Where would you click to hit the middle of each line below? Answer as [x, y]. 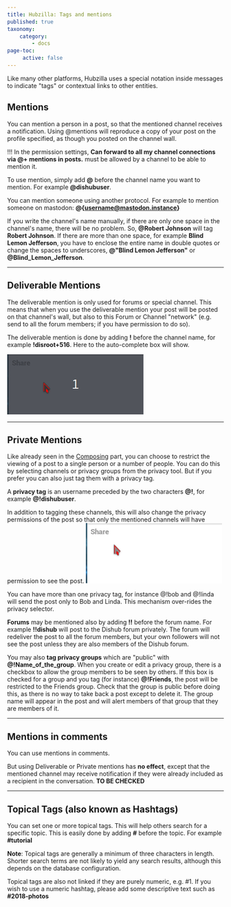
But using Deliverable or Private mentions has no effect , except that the [109, 767]
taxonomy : [21, 29]
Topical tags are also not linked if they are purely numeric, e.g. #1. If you [109, 881]
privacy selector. [31, 609]
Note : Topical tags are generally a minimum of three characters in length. [111, 853]
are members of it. [33, 708]
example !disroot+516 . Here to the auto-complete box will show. [98, 344]
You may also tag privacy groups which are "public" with [88, 658]
